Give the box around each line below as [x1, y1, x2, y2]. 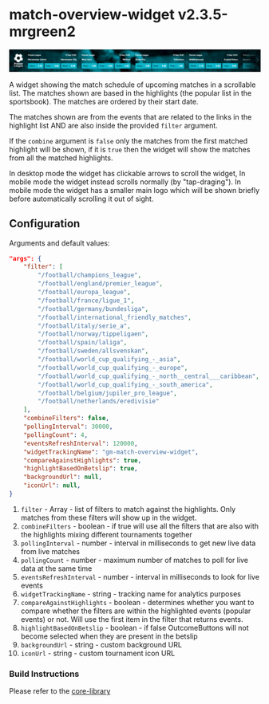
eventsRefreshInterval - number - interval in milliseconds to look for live [20, 572, 260, 581]
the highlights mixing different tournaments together [20, 529, 192, 539]
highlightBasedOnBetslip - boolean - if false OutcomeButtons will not [20, 623, 249, 632]
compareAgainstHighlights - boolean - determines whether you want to [20, 597, 255, 607]
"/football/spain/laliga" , [38, 339, 128, 347]
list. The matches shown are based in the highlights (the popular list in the [9, 88, 252, 97]
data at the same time [20, 564, 93, 573]
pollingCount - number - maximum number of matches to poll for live [20, 555, 249, 564]
